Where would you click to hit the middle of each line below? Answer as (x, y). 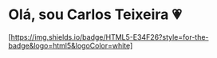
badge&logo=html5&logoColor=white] (71, 45)
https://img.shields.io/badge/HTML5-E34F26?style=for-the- (110, 37)
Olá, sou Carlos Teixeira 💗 (95, 15)
